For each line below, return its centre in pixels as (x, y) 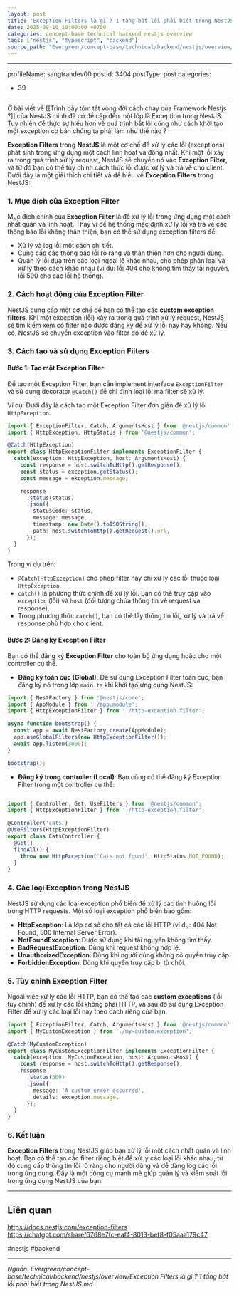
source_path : (27, 47)
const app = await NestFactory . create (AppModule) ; (90, 731)
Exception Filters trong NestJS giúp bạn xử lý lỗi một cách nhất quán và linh (119, 1150)
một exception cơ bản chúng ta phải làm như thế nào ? (87, 131)
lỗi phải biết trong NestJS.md (50, 1284)
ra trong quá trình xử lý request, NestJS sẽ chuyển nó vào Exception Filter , (117, 160)
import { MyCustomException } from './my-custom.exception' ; (100, 1031)
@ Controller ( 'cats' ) (38, 823)
